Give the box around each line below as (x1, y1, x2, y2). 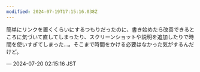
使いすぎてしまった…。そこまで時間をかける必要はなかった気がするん (16, 40, 189, 48)
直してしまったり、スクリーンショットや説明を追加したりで (43, 33, 189, 40)
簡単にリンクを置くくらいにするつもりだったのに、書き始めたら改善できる (6, 26, 190, 33)
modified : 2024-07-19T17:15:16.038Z (6, 8, 98, 15)
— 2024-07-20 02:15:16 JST (6, 60, 77, 67)
